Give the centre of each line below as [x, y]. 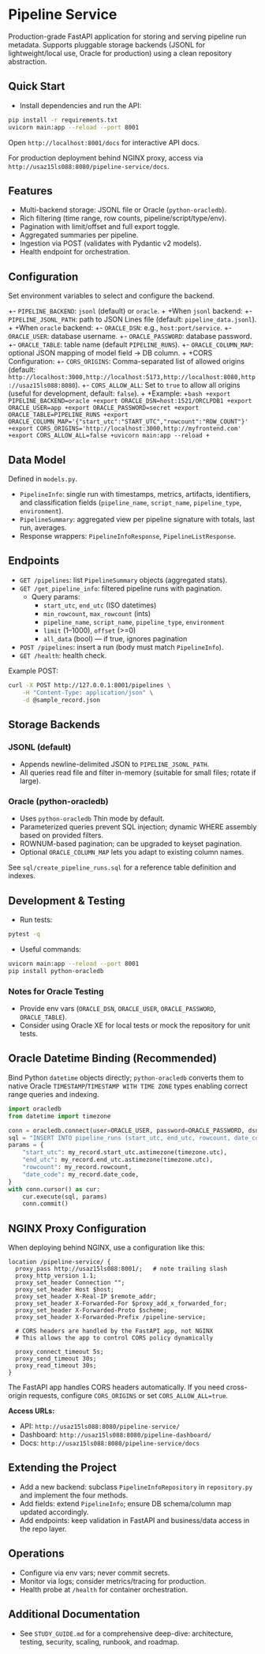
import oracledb [35, 1109]
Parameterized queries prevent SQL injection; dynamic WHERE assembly [138, 827]
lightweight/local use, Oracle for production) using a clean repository [120, 53]
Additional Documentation [74, 1614]
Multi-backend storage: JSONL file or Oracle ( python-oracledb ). [123, 210]
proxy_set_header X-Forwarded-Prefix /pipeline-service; [111, 1318]
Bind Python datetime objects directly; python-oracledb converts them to [126, 1077]
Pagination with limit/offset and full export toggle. [99, 227]
